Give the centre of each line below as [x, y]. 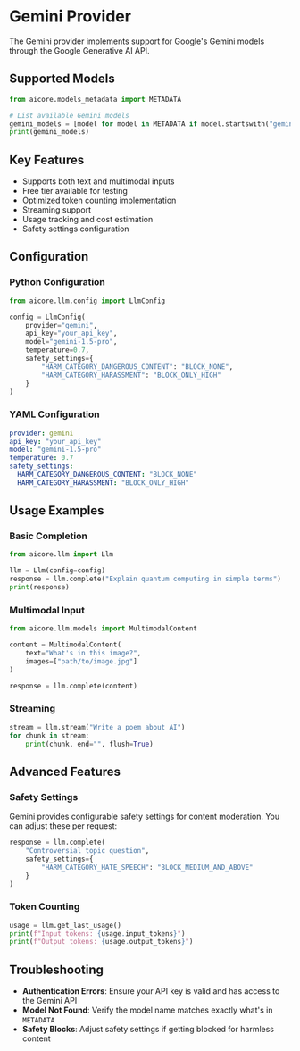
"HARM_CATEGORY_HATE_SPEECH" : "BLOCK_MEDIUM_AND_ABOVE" [147, 867]
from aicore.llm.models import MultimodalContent [104, 629]
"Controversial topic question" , [87, 851]
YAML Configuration [54, 414]
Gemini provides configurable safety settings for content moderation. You [145, 817]
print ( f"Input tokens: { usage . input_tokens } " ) [97, 934]
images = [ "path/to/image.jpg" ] [82, 661]
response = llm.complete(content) [74, 686]
